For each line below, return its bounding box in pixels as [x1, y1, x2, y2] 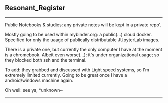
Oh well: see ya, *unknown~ [5, 87, 63, 93]
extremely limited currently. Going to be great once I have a [5, 72, 127, 78]
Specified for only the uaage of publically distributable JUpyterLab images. [5, 37, 160, 43]
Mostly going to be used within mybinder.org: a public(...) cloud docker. [5, 31, 152, 37]
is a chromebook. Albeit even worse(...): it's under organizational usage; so [5, 52, 160, 58]
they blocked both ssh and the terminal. [5, 57, 87, 63]
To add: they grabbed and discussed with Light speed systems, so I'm [5, 67, 150, 73]
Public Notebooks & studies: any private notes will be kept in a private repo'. [5, 22, 161, 28]
